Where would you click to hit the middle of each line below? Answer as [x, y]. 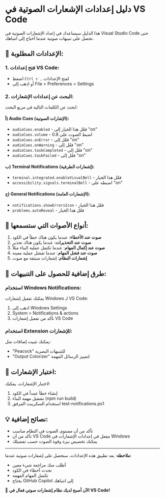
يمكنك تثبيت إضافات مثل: [28, 342]
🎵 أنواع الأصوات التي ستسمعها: [47, 225]
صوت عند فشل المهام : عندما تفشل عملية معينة [55, 253]
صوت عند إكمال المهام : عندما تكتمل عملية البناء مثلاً [59, 248]
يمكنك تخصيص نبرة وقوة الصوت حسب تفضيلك [55, 441]
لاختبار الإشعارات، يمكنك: [28, 384]
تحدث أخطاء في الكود [32, 470]
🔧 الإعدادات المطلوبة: [34, 54]
